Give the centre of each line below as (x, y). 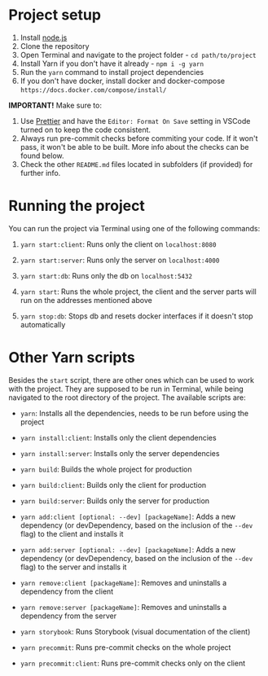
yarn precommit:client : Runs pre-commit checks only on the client (133, 663)
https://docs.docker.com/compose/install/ (93, 90)
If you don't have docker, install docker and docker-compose (123, 81)
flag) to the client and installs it (72, 533)
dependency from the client (67, 591)
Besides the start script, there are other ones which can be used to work (132, 380)
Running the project (77, 206)
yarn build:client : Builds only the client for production (113, 485)
